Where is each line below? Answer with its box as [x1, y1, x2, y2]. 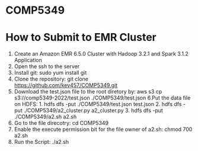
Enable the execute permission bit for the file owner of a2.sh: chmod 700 [14, 126, 193, 133]
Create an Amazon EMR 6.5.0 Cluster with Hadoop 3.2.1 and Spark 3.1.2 [14, 50, 189, 57]
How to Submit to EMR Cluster [5, 31, 157, 44]
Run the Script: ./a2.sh [14, 139, 69, 146]
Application [14, 57, 43, 64]
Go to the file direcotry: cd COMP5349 [14, 120, 109, 127]
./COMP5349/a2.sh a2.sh [14, 113, 77, 120]
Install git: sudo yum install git [14, 69, 87, 76]
